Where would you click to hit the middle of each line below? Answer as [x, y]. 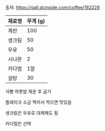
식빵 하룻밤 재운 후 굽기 [28, 91]
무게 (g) [36, 21]
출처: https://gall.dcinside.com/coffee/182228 [52, 7]
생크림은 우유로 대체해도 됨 [32, 113]
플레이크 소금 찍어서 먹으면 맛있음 [39, 102]
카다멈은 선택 [18, 123]
